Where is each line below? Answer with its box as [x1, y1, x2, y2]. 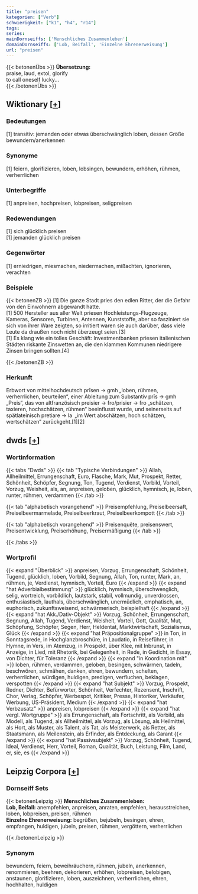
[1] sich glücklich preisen [6, 228, 67, 235]
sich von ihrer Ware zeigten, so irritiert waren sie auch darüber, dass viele [6, 322, 186, 329]
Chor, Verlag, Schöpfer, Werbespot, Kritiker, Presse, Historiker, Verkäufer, [6, 693, 185, 700]
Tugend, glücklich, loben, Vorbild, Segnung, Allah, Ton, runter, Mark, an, [6, 573, 181, 580]
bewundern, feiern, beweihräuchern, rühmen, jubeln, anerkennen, [6, 862, 167, 870]
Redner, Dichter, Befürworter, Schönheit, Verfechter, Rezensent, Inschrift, [6, 686, 184, 693]
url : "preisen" [6, 47, 44, 53]
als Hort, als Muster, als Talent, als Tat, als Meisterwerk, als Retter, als [6, 724, 176, 731]
